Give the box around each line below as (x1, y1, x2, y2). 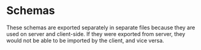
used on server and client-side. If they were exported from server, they (6, 30, 186, 37)
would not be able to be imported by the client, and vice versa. (6, 37, 164, 44)
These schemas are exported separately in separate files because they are (6, 24, 195, 31)
